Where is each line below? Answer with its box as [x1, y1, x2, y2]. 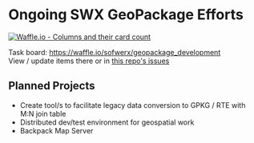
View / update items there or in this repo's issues [8, 56, 170, 66]
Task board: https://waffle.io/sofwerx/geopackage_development [8, 47, 221, 57]
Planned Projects [8, 79, 95, 93]
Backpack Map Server [19, 125, 94, 135]
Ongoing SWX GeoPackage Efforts [8, 6, 244, 24]
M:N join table [19, 109, 67, 118]
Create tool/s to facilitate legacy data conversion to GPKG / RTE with [19, 100, 246, 109]
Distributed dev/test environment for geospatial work [19, 117, 195, 127]
